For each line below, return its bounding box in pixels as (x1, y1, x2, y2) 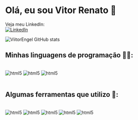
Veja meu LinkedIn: (5, 21, 45, 27)
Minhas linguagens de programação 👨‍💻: (5, 51, 133, 59)
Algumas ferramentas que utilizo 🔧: (5, 90, 118, 99)
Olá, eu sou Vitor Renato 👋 (5, 5, 117, 16)
